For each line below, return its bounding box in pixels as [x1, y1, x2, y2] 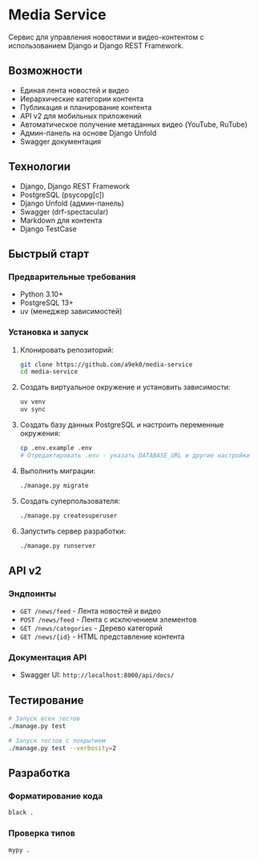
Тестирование [8, 693, 84, 707]
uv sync [19, 406, 46, 414]
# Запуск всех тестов [8, 715, 81, 723]
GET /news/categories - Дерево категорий [19, 623, 163, 633]
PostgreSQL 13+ [19, 298, 74, 308]
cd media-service [19, 368, 79, 376]
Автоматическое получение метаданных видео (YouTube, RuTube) [19, 119, 248, 129]
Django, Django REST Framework [19, 181, 131, 190]
